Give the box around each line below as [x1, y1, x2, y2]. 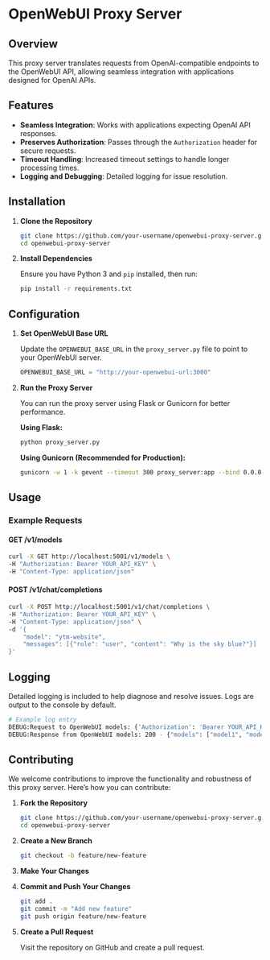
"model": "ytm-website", [22, 633, 106, 641]
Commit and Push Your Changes [19, 882, 131, 892]
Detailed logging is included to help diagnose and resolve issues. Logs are [8, 691, 255, 701]
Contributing [8, 752, 74, 766]
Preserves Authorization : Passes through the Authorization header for [19, 137, 258, 147]
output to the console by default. [8, 700, 117, 710]
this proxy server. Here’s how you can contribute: [8, 783, 171, 792]
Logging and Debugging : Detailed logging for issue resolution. [19, 171, 228, 181]
